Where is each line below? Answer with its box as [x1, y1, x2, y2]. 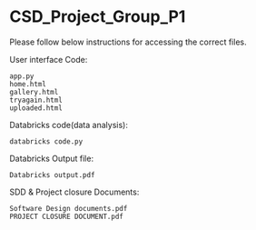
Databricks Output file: [9, 153, 94, 164]
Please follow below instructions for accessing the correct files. [9, 36, 247, 47]
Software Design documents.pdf [9, 204, 128, 213]
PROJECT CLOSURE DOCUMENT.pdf [9, 212, 124, 221]
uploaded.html [9, 103, 64, 113]
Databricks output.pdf [9, 170, 95, 179]
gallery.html [9, 87, 59, 96]
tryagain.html [9, 95, 64, 105]
